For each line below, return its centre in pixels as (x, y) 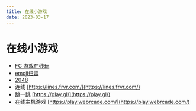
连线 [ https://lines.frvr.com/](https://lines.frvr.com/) (77, 87)
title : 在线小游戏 (27, 12)
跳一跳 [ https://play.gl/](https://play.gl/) (62, 94)
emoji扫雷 (27, 73)
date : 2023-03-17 (28, 17)
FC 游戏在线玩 (32, 66)
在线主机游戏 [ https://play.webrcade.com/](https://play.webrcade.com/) (102, 102)
